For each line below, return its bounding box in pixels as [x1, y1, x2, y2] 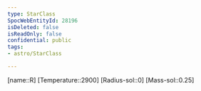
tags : [7, 43, 24, 50]
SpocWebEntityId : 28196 [7, 17, 78, 24]
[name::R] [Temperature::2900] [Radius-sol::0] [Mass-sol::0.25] [7, 75, 195, 84]
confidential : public [7, 37, 72, 44]
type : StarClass [7, 10, 56, 18]
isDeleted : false [7, 23, 59, 31]
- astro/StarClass [7, 50, 62, 58]
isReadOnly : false [7, 30, 62, 38]
